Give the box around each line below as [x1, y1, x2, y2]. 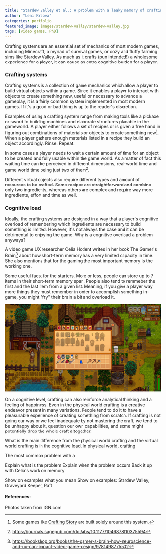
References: [5, 493, 31, 499]
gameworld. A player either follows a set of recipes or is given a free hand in [5, 124, 161, 130]
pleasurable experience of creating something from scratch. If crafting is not [5, 412, 161, 419]
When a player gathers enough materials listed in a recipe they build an [5, 135, 150, 141]
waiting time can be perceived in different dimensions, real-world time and [5, 161, 157, 167]
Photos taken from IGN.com [5, 505, 62, 511]
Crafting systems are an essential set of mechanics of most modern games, [5, 43, 159, 49]
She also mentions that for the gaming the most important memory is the [5, 258, 153, 264]
